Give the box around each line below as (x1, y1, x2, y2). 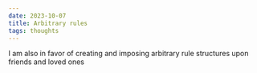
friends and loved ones (8, 57, 84, 67)
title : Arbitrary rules (8, 19, 88, 27)
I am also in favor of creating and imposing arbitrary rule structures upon (8, 49, 249, 59)
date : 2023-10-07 (8, 11, 67, 20)
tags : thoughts (8, 26, 59, 34)
